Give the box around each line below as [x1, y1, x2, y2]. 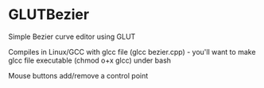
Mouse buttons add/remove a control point [8, 71, 149, 80]
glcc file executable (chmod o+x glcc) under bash [8, 55, 172, 65]
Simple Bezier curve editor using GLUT [8, 32, 136, 41]
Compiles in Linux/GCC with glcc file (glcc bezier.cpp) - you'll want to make [8, 47, 256, 56]
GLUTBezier [8, 6, 90, 24]
